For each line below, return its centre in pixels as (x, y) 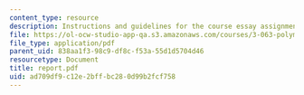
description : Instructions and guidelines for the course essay (133, 26)
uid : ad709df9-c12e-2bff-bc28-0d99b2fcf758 (93, 77)
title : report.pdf (44, 69)
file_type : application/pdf (62, 43)
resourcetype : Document (54, 60)
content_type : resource (54, 18)
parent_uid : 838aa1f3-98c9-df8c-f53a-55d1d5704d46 (107, 52)
